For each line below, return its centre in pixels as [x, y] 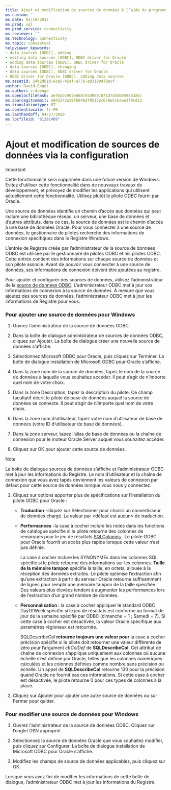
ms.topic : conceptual [28, 43]
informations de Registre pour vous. [43, 301]
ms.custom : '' [20, 15]
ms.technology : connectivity [36, 39]
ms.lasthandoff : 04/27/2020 [35, 115]
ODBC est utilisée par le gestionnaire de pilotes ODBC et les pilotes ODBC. [83, 253]
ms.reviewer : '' [22, 34]
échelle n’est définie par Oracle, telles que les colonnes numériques [91, 658]
